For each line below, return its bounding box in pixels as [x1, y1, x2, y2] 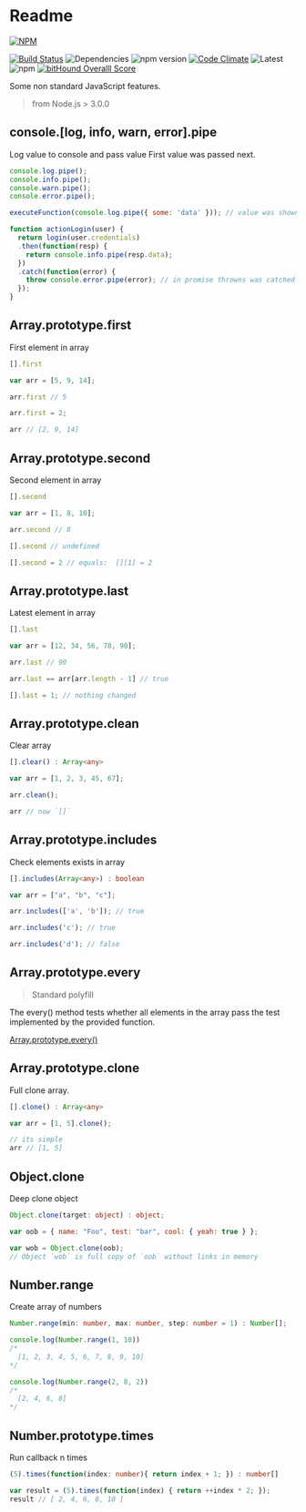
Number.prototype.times [9, 1427, 155, 1444]
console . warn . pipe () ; [9, 183, 92, 192]
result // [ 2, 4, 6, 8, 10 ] [9, 1495, 125, 1504]
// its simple [9, 1135, 64, 1144]
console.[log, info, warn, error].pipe [9, 125, 217, 140]
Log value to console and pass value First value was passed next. [9, 148, 256, 159]
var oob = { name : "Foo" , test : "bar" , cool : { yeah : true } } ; [9, 1227, 259, 1236]
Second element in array [9, 475, 102, 485]
